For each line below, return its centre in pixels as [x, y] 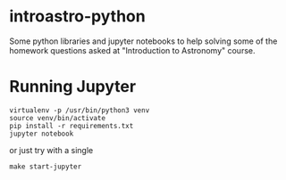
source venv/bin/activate [57, 118]
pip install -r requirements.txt [71, 126]
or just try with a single [51, 150]
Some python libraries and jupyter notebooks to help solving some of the [143, 41]
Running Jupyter [73, 87]
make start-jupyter [46, 167]
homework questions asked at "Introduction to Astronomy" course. [132, 50]
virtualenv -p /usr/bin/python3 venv [80, 110]
